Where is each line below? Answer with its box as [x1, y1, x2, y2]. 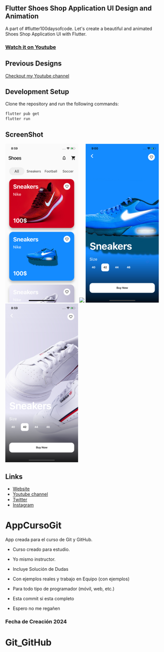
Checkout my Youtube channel [5, 73, 69, 79]
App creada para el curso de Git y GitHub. [5, 536, 93, 542]
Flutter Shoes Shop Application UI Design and [5, 4, 152, 13]
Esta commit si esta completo [12, 595, 74, 601]
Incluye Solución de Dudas [12, 566, 69, 572]
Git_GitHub [5, 637, 52, 648]
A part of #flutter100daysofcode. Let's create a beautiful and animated [5, 25, 152, 31]
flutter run [5, 116, 30, 121]
